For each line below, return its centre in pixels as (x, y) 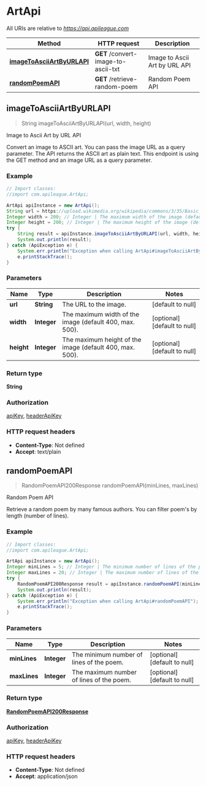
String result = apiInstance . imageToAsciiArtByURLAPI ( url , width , (104, 234)
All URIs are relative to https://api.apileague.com (68, 28)
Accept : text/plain (38, 451)
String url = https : (33, 211)
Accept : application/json (46, 776)
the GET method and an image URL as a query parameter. (79, 160)
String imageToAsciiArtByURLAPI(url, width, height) (86, 123)
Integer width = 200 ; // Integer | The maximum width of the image (94, 217)
